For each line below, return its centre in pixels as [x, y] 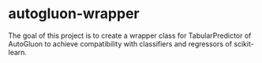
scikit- [244, 43]
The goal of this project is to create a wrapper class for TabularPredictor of [130, 35]
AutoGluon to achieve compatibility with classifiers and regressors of [120, 43]
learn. [18, 52]
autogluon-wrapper [74, 14]
